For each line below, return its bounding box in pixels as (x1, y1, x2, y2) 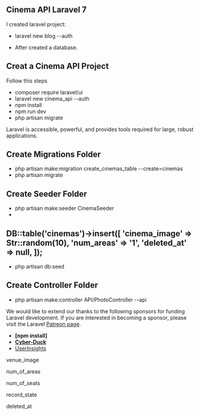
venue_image (6, 356, 39, 364)
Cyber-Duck (14, 338, 47, 346)
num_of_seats (6, 379, 41, 386)
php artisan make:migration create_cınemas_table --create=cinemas (14, 165, 183, 172)
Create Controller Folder (6, 280, 99, 291)
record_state (6, 391, 38, 398)
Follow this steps (6, 77, 48, 84)
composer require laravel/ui (14, 89, 83, 96)
